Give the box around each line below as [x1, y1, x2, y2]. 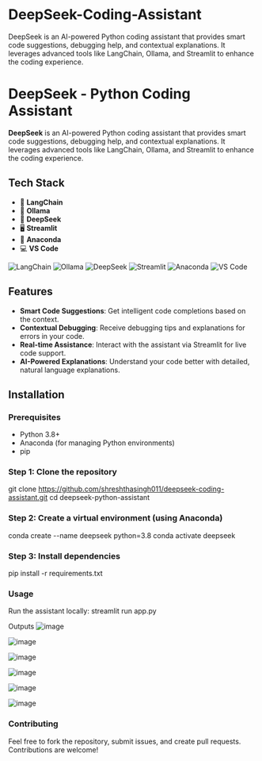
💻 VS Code [19, 244, 59, 253]
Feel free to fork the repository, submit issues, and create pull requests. [8, 736, 241, 746]
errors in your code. [19, 331, 85, 340]
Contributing [8, 718, 59, 729]
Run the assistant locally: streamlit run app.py [8, 606, 157, 616]
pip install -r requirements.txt [8, 569, 103, 578]
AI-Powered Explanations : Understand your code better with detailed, [19, 356, 250, 366]
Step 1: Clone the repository [8, 467, 117, 478]
